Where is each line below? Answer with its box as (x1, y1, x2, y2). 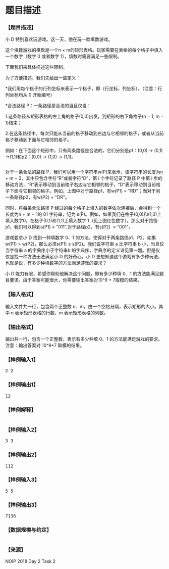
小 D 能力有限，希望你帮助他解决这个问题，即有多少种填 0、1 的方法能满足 (5, 271, 160, 277)
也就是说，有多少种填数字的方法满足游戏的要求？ (5, 260, 107, 266)
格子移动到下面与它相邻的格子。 (5, 137, 72, 143)
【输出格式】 (5, 323, 37, 330)
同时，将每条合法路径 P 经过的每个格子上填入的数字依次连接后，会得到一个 (5, 205, 161, 211)
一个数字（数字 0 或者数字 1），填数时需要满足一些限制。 (5, 54, 122, 60)
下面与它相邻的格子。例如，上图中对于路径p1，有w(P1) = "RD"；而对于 (9, 188, 156, 194)
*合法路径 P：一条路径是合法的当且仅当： (5, 103, 91, 109)
